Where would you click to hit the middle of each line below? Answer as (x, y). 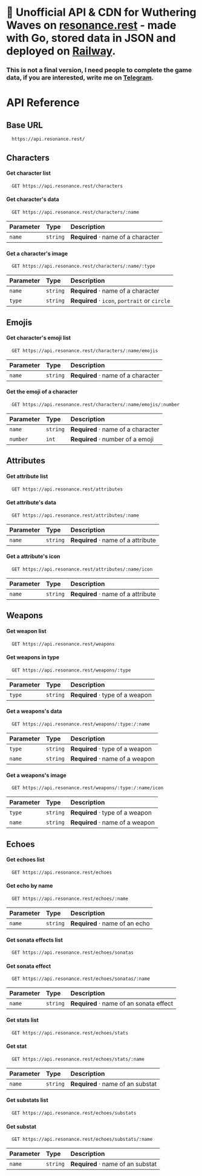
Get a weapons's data (34, 711)
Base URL (25, 125)
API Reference (43, 103)
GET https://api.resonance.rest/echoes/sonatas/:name (81, 979)
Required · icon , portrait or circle (120, 301)
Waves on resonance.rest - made (91, 25)
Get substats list (27, 1100)
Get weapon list (26, 631)
